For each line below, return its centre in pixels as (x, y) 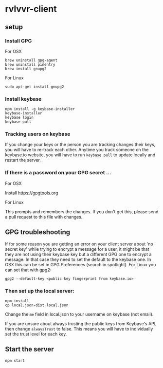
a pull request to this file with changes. (44, 217)
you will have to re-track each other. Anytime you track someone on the (77, 150)
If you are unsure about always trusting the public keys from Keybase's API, (81, 323)
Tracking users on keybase (38, 134)
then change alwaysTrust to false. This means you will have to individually (79, 329)
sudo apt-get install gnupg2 (35, 87)
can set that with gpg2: (28, 270)
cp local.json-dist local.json (37, 305)
